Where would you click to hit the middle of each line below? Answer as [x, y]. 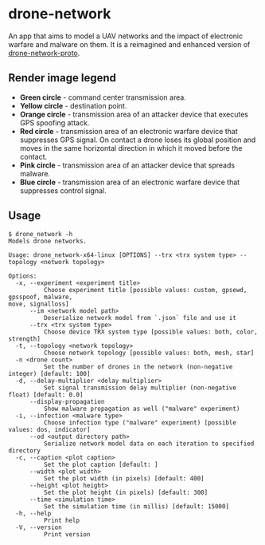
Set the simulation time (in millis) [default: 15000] [136, 506]
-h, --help [33, 513]
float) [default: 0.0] [46, 395]
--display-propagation [67, 401]
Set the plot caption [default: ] [101, 464]
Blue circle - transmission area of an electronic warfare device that [130, 182]
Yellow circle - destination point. [73, 105]
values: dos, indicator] [49, 429]
